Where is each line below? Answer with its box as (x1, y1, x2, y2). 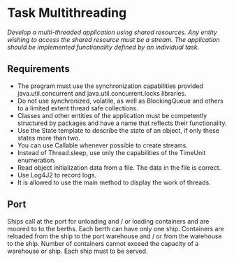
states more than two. (17, 133, 80, 142)
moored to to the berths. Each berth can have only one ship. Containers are (7, 224, 225, 233)
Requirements (7, 63, 70, 75)
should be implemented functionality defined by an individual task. (7, 43, 200, 51)
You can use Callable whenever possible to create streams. (17, 141, 189, 150)
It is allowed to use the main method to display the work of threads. (17, 178, 211, 187)
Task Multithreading (7, 5, 127, 21)
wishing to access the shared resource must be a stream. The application (7, 35, 220, 43)
